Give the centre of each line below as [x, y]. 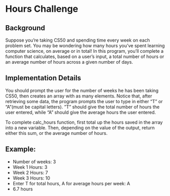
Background [25, 28]
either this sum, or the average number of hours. [56, 133]
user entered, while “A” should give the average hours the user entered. [81, 112]
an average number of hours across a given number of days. [69, 62]
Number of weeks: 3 [34, 162]
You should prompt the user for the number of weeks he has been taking [82, 90]
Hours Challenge [42, 9]
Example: [20, 149]
